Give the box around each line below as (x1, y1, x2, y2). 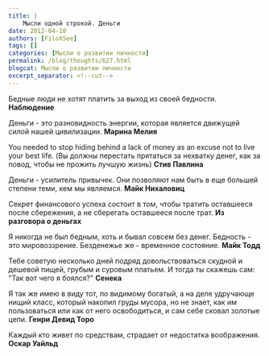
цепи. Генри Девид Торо (8, 314, 94, 324)
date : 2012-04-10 (8, 27, 67, 35)
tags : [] (8, 42, 38, 50)
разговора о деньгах (8, 216, 82, 226)
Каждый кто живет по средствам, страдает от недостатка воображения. (8, 329, 260, 339)
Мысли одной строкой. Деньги (23, 19, 121, 27)
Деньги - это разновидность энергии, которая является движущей (8, 118, 240, 127)
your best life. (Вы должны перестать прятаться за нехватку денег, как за (8, 151, 261, 160)
